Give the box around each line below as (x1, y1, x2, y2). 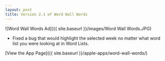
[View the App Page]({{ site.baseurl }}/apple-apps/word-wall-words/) (5, 50, 148, 56)
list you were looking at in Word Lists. (12, 40, 89, 46)
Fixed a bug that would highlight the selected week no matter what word (12, 35, 161, 41)
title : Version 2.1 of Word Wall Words (5, 12, 88, 17)
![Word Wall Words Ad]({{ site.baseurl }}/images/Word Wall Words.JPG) (5, 25, 152, 31)
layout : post (5, 7, 32, 12)
